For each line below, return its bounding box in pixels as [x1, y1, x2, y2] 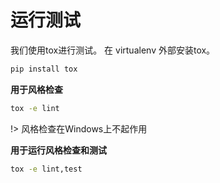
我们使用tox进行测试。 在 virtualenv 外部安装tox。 [10, 44, 216, 56]
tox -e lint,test [10, 164, 83, 174]
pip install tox [10, 64, 78, 74]
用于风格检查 [10, 83, 63, 95]
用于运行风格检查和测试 [10, 144, 107, 156]
